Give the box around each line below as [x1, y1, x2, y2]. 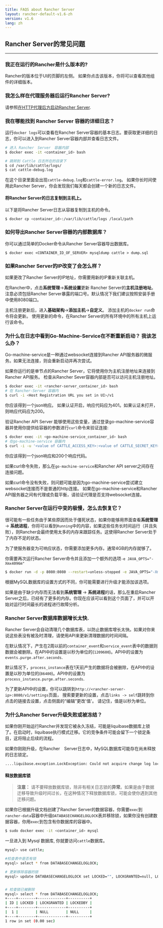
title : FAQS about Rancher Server [5, 7, 75, 12]
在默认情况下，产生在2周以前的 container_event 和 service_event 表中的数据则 [5, 643, 158, 649]
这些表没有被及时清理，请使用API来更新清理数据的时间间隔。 [9, 633, 131, 639]
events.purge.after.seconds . [5, 655, 63, 660]
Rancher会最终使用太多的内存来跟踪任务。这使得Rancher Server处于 [19, 529, 157, 535]
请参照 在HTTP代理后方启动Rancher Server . [5, 104, 91, 110]
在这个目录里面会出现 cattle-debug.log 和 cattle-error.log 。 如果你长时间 [5, 177, 153, 183]
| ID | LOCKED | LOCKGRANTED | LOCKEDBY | [5, 900, 92, 906]
